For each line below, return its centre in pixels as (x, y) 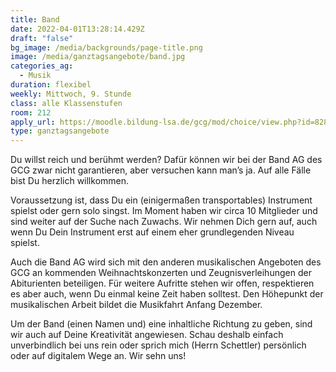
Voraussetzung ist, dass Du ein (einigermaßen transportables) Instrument (161, 200)
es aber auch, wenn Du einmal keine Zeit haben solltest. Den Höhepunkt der (167, 294)
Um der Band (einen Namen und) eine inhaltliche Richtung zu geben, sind (161, 324)
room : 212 (31, 112)
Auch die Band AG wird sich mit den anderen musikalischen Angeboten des (166, 262)
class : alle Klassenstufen (66, 103)
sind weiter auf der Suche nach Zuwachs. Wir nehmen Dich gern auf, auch (164, 222)
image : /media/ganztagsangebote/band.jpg (98, 57)
